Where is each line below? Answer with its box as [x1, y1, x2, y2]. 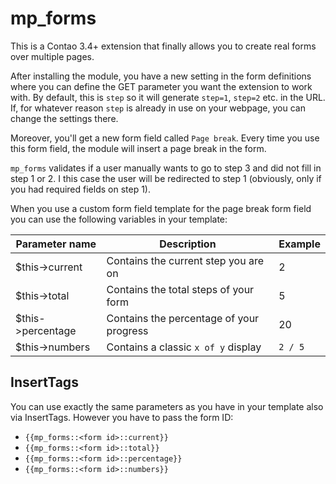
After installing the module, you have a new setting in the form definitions [10, 70, 312, 82]
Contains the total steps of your [106, 282, 255, 296]
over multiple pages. [10, 50, 95, 62]
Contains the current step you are [106, 253, 265, 267]
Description [159, 237, 217, 251]
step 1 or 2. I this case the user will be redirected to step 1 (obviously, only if [10, 172, 322, 184]
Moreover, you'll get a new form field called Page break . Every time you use [10, 132, 320, 144]
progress [106, 323, 149, 337]
